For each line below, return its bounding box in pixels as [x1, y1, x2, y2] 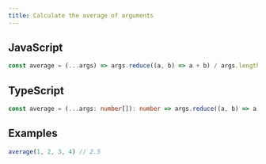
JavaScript [8, 41, 63, 55]
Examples [8, 127, 58, 140]
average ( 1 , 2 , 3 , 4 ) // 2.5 [8, 147, 101, 155]
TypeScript [8, 84, 65, 97]
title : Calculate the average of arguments [8, 11, 154, 20]
